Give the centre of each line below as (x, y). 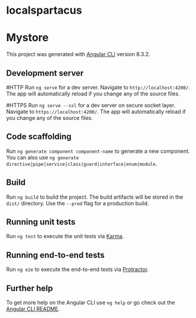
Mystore (27, 38)
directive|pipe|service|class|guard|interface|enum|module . (82, 163)
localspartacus (44, 10)
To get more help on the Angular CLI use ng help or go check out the (91, 302)
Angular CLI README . (33, 309)
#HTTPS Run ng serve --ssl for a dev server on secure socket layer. (91, 105)
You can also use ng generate (43, 157)
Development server (45, 73)
